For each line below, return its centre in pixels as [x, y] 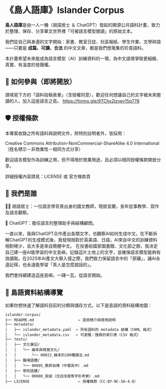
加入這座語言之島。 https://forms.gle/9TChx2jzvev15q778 [81, 101]
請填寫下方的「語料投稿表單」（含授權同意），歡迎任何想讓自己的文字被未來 [81, 94]
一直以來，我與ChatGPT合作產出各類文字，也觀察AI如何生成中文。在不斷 [79, 233]
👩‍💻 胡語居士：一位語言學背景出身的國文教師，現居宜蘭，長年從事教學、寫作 [82, 206]
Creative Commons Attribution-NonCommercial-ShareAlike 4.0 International [82, 143]
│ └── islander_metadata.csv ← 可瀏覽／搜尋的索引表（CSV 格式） [73, 335]
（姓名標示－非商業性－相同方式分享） [44, 149]
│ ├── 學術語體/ [22, 371]
